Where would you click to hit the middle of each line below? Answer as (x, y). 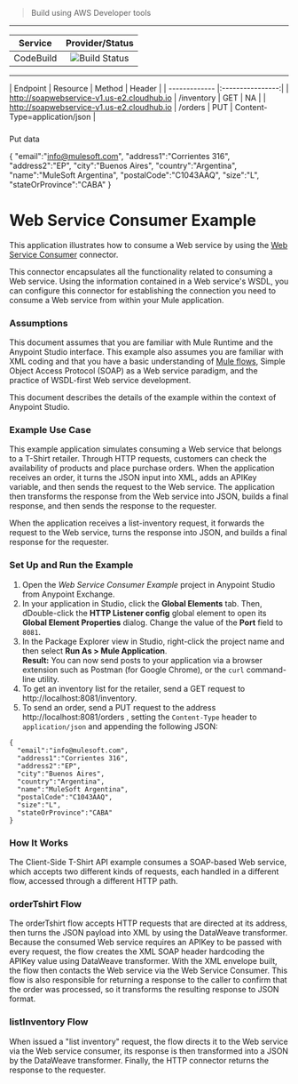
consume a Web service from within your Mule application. (117, 300)
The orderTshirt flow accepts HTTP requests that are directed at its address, (149, 923)
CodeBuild (35, 58)
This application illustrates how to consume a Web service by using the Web (149, 245)
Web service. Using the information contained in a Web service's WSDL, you (149, 281)
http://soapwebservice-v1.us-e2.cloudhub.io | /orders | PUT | (121, 107)
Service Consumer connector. (64, 254)
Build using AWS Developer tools (91, 13)
